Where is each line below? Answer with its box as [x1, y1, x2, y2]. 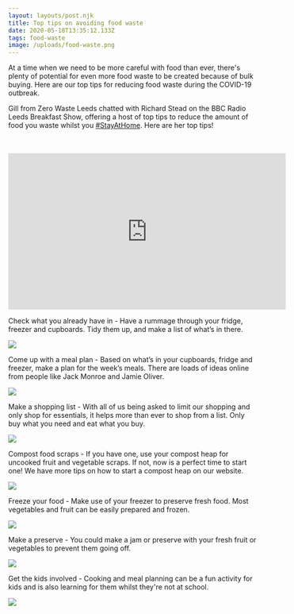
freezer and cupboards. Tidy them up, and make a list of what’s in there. [8, 325, 243, 334]
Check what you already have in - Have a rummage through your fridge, [8, 316, 243, 326]
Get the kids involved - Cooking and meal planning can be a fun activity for [8, 573, 253, 584]
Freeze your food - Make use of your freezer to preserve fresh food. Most [8, 496, 249, 506]
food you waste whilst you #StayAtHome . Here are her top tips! [8, 121, 214, 130]
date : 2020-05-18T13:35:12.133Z [8, 26, 115, 34]
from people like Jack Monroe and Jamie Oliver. [8, 372, 165, 381]
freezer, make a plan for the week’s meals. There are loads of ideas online [8, 363, 250, 373]
